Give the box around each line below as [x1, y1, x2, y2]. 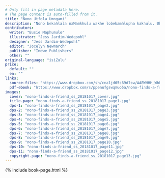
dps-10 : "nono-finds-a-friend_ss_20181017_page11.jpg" [9, 145, 124, 149]
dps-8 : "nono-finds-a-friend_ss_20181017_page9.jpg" [9, 135, 120, 140]
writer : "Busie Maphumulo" [9, 30, 65, 35]
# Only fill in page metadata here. [5, 7, 80, 12]
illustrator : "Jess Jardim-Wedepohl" [9, 35, 87, 40]
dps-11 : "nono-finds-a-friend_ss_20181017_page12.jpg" [9, 149, 124, 154]
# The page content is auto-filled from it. [5, 12, 98, 17]
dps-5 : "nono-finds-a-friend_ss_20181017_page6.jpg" [9, 121, 120, 126]
